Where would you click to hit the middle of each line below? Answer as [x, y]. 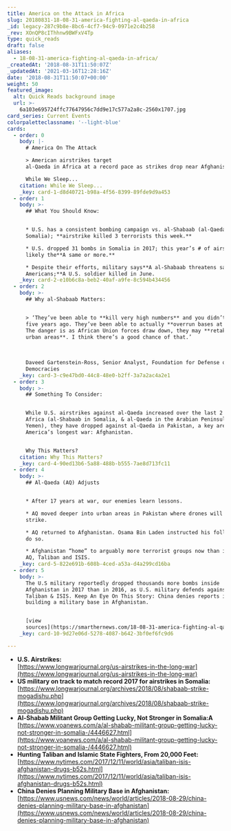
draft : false [26, 45]
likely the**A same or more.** [70, 255]
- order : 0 [29, 135]
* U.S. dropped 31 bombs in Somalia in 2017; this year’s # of [118, 249]
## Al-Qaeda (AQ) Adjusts [62, 483]
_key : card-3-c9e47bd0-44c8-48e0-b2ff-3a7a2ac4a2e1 [95, 375]
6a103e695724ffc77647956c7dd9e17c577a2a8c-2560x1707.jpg [103, 109]
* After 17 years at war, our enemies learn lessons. [104, 501]
